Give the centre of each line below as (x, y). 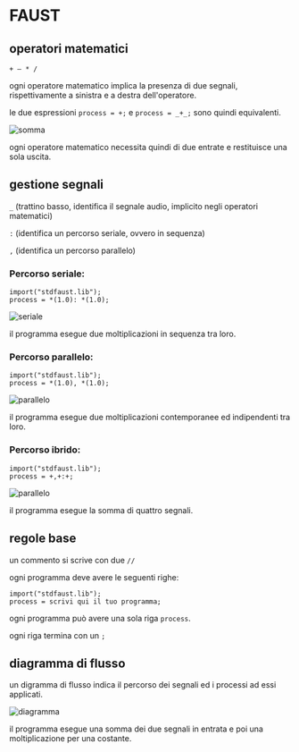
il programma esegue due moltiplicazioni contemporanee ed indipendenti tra (150, 418)
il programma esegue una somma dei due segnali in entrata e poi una (136, 729)
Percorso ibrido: (45, 450)
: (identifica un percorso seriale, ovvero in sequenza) (107, 232)
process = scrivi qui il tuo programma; (86, 601)
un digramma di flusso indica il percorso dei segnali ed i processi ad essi (143, 685)
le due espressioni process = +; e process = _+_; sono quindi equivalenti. (145, 112)
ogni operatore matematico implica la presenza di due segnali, (124, 85)
